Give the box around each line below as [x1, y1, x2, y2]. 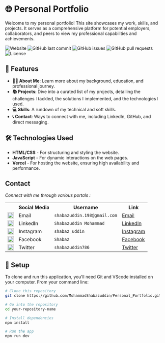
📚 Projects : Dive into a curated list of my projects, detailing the [12, 89, 141, 94]
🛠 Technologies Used [5, 134, 74, 142]
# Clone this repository [5, 289, 56, 294]
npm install [5, 320, 29, 325]
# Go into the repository [5, 302, 58, 307]
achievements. [5, 35, 35, 41]
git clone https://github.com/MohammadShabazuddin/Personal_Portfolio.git [5, 293, 162, 298]
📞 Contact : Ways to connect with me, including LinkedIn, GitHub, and [12, 113, 151, 119]
